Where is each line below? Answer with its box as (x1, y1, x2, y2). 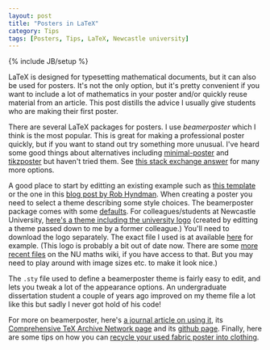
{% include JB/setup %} (8, 57, 89, 66)
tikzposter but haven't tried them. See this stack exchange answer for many (8, 157, 260, 167)
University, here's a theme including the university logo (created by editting (8, 215, 259, 225)
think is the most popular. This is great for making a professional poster (8, 131, 245, 141)
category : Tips (8, 27, 60, 35)
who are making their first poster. (8, 107, 118, 116)
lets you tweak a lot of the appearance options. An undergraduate (8, 282, 227, 292)
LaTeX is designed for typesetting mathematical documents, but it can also (8, 72, 256, 82)
